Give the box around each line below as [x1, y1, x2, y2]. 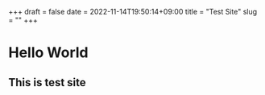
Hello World [8, 43, 89, 62]
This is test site [8, 76, 86, 89]
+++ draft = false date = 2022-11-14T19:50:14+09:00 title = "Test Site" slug [8, 7, 258, 16]
